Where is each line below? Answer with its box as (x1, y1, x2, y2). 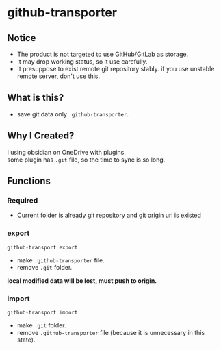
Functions (7, 175, 51, 187)
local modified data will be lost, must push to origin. (7, 276, 157, 285)
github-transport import (7, 309, 78, 316)
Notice (7, 32, 36, 44)
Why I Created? (7, 130, 75, 142)
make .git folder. (16, 321, 66, 329)
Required (7, 195, 38, 205)
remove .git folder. (16, 263, 73, 271)
